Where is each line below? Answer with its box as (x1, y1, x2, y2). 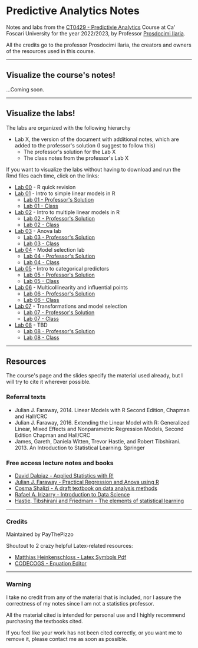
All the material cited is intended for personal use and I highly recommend (6, 611, 186, 619)
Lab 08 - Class (23, 334, 60, 341)
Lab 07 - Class (23, 315, 59, 322)
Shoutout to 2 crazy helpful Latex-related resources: (6, 542, 133, 550)
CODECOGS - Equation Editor (14, 560, 87, 567)
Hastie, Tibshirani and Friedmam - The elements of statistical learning (14, 497, 184, 504)
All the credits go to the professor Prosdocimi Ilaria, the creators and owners (6, 41, 192, 48)
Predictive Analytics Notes (6, 4, 140, 18)
